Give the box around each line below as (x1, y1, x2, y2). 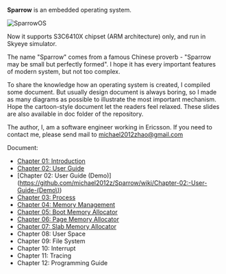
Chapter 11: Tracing (16, 251, 72, 260)
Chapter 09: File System (16, 237, 86, 245)
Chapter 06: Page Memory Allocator (16, 215, 120, 223)
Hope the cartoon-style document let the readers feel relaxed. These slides (7, 103, 220, 110)
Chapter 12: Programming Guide (16, 259, 108, 266)
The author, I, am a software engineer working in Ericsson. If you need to (7, 123, 212, 131)
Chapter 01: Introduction (16, 157, 86, 165)
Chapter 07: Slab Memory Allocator (16, 223, 116, 230)
